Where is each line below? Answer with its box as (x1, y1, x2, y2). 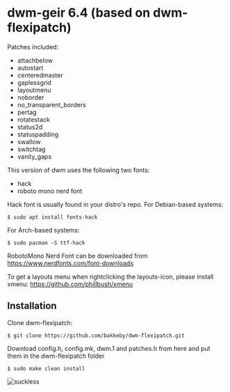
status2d (17, 123, 43, 131)
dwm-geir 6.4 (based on (7, 5, 151, 21)
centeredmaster (17, 71, 63, 79)
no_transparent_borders (17, 100, 87, 109)
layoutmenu (17, 86, 51, 94)
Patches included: (7, 42, 59, 51)
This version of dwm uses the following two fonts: (7, 166, 150, 174)
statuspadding (17, 130, 59, 139)
